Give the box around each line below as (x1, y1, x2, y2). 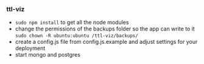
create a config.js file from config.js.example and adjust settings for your (15, 38, 198, 46)
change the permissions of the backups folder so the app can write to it (15, 25, 195, 32)
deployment (15, 44, 46, 52)
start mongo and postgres (15, 51, 81, 59)
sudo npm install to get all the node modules (15, 19, 129, 26)
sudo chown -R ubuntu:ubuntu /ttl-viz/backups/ (15, 33, 138, 39)
